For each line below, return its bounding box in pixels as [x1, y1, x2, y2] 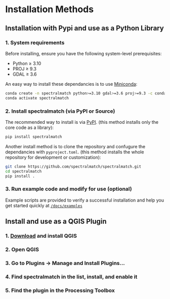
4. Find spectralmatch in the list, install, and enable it [5, 273, 138, 280]
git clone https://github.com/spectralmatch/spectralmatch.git [5, 164, 142, 169]
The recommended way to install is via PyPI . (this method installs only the [5, 119, 159, 125]
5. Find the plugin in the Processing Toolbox [5, 287, 115, 294]
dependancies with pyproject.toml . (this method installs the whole [5, 149, 144, 155]
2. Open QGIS [5, 246, 39, 253]
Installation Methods [5, 4, 94, 15]
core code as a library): [5, 124, 54, 130]
